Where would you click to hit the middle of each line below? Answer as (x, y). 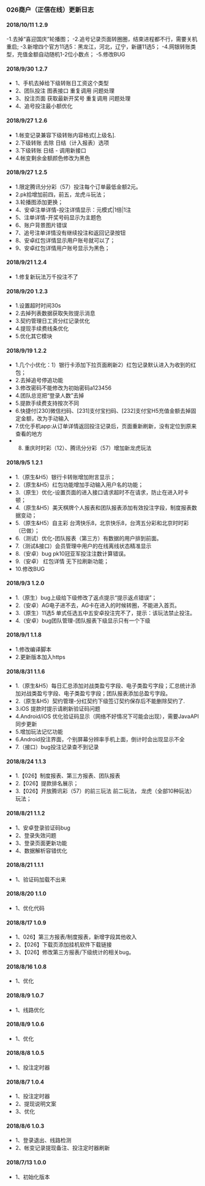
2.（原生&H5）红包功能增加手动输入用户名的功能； (79, 485)
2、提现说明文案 (36, 1104)
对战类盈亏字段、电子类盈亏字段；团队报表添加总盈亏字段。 (96, 693)
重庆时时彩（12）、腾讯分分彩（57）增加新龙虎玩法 (88, 448)
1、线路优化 (30, 1010)
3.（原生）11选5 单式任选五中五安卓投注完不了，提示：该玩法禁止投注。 (105, 613)
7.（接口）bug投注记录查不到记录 (57, 747)
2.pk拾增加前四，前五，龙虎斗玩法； (61, 194)
